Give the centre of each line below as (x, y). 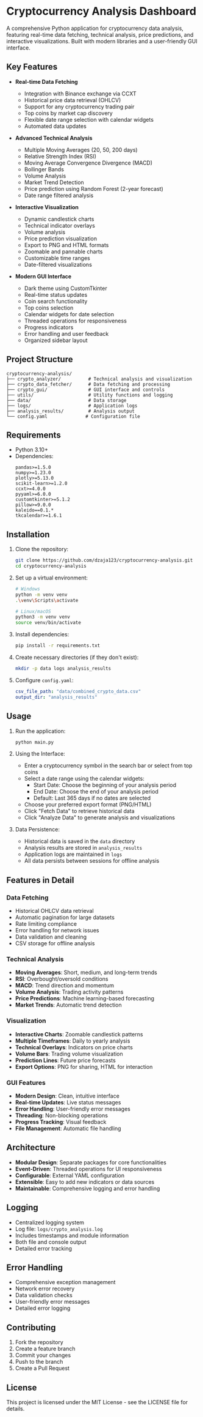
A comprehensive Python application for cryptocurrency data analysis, (95, 28)
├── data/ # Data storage (66, 400)
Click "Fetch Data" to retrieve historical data (80, 811)
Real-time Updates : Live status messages (68, 1102)
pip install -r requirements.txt (58, 646)
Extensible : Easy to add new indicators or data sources (85, 1181)
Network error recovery (45, 1289)
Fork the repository (39, 1342)
